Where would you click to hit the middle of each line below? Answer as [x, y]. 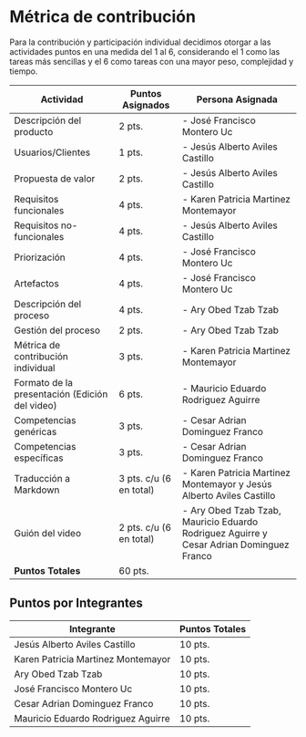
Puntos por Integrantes [76, 603]
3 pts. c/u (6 [145, 478]
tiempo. [24, 71]
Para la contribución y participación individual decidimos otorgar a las [140, 42]
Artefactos [36, 283]
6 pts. [131, 394]
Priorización [40, 257]
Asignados [146, 105]
